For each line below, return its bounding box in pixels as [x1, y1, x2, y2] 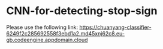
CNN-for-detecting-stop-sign [6, 4, 158, 18]
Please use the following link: [6, 24, 79, 31]
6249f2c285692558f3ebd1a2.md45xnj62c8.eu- [6, 30, 125, 37]
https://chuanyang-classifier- [79, 24, 152, 31]
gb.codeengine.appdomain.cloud [6, 36, 88, 43]
